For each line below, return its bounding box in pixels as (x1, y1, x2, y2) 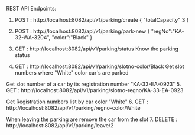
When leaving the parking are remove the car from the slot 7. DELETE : (6, 116, 178, 123)
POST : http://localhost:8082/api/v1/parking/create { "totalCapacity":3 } (14, 16, 189, 23)
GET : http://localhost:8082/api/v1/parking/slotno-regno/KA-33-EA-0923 (6, 87, 184, 93)
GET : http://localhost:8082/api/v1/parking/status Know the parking (14, 45, 179, 52)
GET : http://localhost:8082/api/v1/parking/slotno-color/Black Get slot (14, 63, 184, 70)
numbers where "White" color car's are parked (14, 69, 129, 76)
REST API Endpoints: (6, 5, 57, 12)
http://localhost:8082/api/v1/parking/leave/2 (6, 122, 114, 129)
